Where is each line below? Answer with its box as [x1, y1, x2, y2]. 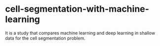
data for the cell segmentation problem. [5, 35, 85, 41]
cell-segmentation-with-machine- [5, 3, 150, 15]
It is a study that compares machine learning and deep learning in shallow [5, 30, 156, 36]
